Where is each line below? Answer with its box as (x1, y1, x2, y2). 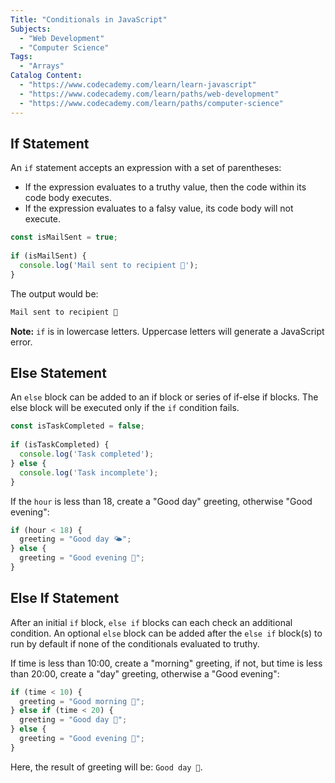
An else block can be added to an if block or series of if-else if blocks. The (10, 391, 319, 403)
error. (10, 336, 33, 348)
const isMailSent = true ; (10, 232, 118, 243)
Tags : (10, 52, 33, 62)
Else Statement (10, 364, 107, 381)
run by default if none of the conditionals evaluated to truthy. (10, 637, 260, 650)
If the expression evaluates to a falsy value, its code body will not (24, 202, 294, 215)
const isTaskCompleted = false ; (10, 421, 145, 431)
